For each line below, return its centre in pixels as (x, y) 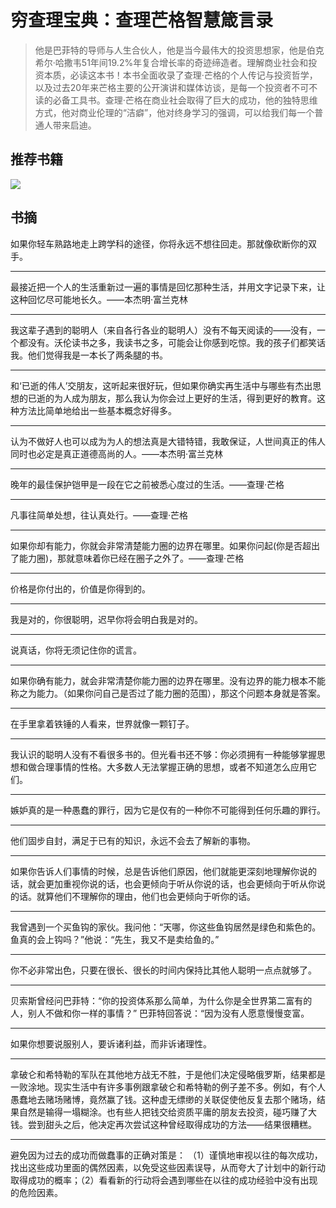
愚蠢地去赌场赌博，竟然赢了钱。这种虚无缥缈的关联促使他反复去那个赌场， (163, 1099)
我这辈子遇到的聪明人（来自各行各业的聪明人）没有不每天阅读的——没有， (163, 330)
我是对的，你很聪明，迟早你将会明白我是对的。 (106, 619)
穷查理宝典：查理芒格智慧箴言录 (142, 20)
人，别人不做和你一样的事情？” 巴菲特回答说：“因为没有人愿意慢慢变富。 (160, 1013)
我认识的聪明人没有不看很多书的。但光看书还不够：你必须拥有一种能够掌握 (163, 754)
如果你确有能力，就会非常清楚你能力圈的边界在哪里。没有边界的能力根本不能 (168, 680)
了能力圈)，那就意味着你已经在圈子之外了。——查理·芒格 (127, 558)
